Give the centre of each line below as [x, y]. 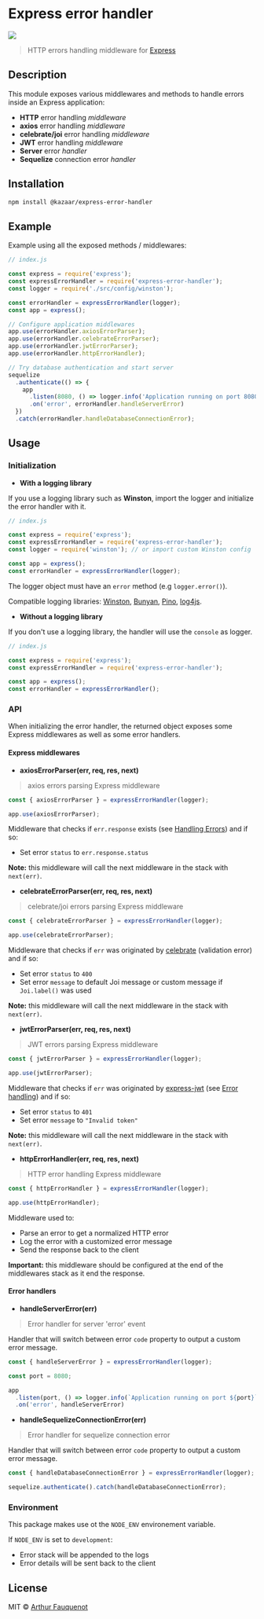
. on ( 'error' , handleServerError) [70, 1405]
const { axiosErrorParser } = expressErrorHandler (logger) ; [109, 800]
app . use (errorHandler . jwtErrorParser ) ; [73, 347]
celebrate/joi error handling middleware [84, 134]
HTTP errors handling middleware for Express [101, 50]
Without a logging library [61, 616]
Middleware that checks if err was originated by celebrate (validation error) [130, 950]
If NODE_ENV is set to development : [60, 1540]
